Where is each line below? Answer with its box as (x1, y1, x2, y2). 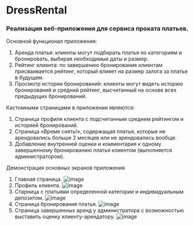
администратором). (14, 153, 65, 160)
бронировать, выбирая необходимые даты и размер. (14, 55, 149, 62)
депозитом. (14, 194, 44, 201)
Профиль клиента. (14, 182, 61, 189)
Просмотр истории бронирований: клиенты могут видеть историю (14, 80, 183, 87)
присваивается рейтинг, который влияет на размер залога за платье (14, 68, 188, 75)
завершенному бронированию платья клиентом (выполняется (14, 147, 172, 154)
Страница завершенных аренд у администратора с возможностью (14, 207, 184, 214)
